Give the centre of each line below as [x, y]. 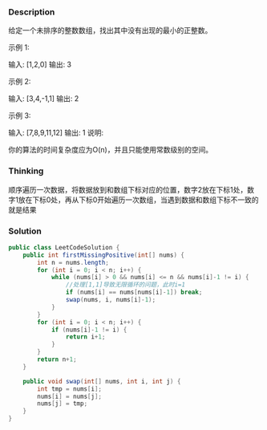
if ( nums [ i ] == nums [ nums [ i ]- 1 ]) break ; [134, 292]
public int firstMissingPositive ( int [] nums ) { [103, 255]
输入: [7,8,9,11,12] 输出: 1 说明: [56, 133]
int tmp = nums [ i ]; [70, 389]
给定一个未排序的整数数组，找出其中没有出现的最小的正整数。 [110, 30]
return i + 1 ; [85, 337]
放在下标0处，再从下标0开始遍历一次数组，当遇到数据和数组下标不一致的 [138, 200]
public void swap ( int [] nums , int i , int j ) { [102, 381]
